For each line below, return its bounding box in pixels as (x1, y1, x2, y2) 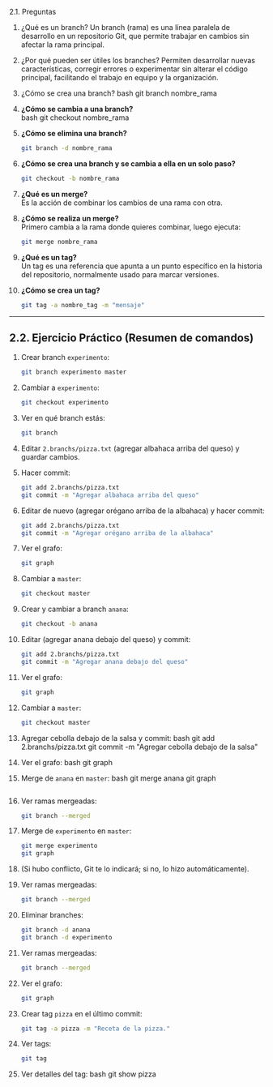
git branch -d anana (20, 926, 91, 935)
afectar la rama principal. (20, 40, 105, 49)
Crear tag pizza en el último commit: (20, 1008, 143, 1018)
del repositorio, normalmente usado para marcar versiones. (20, 269, 220, 279)
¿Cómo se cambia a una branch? (20, 105, 134, 113)
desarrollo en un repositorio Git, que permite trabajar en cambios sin (20, 32, 250, 41)
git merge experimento (20, 842, 98, 850)
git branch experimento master (20, 368, 127, 376)
